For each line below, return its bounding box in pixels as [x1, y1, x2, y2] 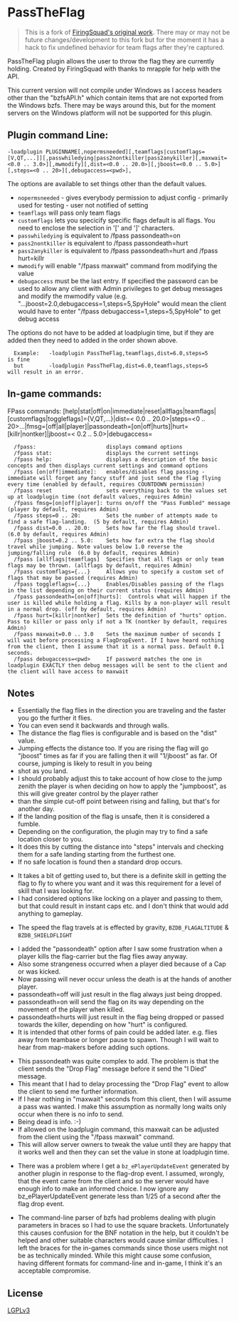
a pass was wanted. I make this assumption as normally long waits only [17, 1103, 227, 1111]
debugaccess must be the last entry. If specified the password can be [17, 276, 218, 285]
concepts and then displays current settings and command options [7, 461, 208, 469]
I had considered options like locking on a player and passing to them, [17, 894, 223, 903]
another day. [17, 805, 55, 813]
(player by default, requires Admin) [7, 506, 119, 513]
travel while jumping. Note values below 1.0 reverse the [7, 543, 183, 550]
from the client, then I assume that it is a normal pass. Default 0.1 [7, 643, 224, 650]
